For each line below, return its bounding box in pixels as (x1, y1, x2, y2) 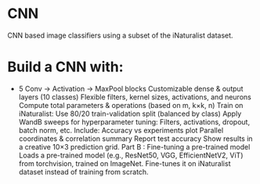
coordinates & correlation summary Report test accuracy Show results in (18, 134, 253, 143)
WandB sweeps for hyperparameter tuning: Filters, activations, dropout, (18, 117, 251, 126)
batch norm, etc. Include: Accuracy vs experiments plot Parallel (18, 125, 224, 135)
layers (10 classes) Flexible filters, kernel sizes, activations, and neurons (18, 92, 251, 102)
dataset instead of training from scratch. (18, 167, 150, 176)
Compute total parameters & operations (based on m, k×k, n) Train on (18, 100, 244, 110)
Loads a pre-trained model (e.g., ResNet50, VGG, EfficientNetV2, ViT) (18, 150, 244, 160)
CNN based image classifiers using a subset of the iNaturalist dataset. (7, 31, 233, 40)
